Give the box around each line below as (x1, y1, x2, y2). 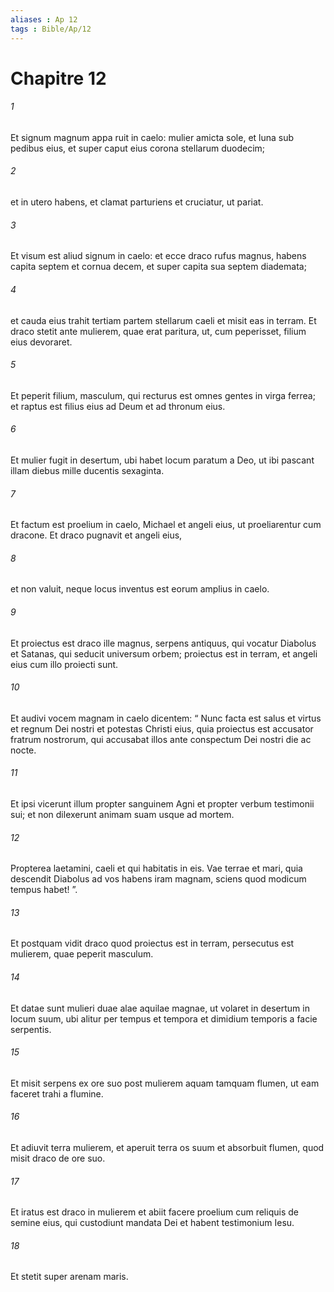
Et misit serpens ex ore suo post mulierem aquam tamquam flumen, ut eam (10, 1077, 320, 1089)
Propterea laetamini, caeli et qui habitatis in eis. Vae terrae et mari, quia (10, 862, 303, 875)
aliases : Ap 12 (10, 14, 78, 25)
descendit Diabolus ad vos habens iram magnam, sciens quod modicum (10, 873, 307, 885)
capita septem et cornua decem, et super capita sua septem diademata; (10, 261, 307, 273)
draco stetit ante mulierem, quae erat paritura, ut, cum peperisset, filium (10, 325, 307, 337)
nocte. (10, 744, 37, 756)
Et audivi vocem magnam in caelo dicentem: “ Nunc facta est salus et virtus (10, 712, 322, 724)
